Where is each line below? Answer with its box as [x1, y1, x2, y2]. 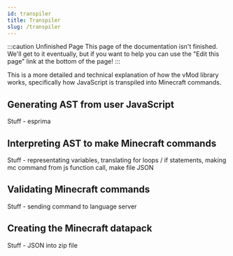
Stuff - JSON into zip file [7, 241, 78, 249]
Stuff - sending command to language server [7, 202, 137, 211]
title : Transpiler [7, 17, 61, 24]
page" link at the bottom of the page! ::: [7, 57, 121, 66]
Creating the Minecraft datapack [7, 222, 153, 234]
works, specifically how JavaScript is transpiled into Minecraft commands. [7, 78, 222, 87]
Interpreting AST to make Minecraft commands [7, 137, 217, 149]
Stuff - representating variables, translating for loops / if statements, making [7, 156, 227, 164]
